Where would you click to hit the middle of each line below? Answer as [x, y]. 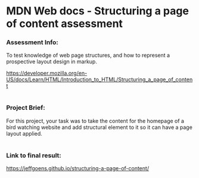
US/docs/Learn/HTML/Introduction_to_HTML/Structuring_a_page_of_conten [99, 79]
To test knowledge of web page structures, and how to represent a [88, 56]
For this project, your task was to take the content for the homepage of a [95, 121]
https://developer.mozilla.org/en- [47, 73]
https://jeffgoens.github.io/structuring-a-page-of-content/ [78, 168]
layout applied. [24, 133]
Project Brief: [26, 108]
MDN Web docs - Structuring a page [98, 11]
